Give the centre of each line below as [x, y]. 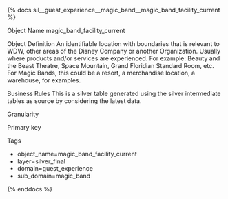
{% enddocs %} [30, 189]
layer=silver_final [41, 161]
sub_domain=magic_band [54, 176]
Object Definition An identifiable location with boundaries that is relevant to [114, 44]
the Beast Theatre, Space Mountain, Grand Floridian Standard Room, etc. [111, 66]
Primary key [24, 127]
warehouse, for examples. [44, 80]
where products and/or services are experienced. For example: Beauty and [114, 58]
